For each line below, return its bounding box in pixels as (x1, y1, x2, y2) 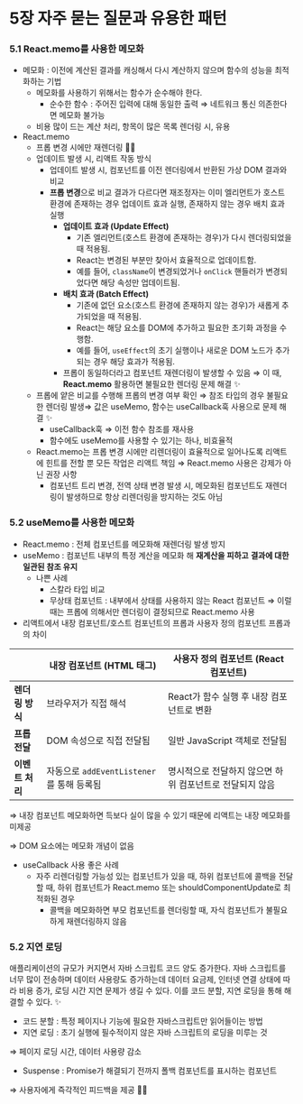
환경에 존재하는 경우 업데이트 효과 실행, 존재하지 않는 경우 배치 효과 (49, 198, 286, 209)
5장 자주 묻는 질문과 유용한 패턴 (9, 8, 227, 29)
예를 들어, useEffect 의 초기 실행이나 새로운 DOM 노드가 (76, 345, 273, 356)
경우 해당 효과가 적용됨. (93, 356, 176, 367)
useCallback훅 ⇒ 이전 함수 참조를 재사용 (49, 424, 195, 435)
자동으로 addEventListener (46, 764, 156, 777)
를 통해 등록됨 (46, 777, 102, 790)
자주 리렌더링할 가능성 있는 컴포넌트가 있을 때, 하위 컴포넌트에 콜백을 (35, 870, 277, 881)
